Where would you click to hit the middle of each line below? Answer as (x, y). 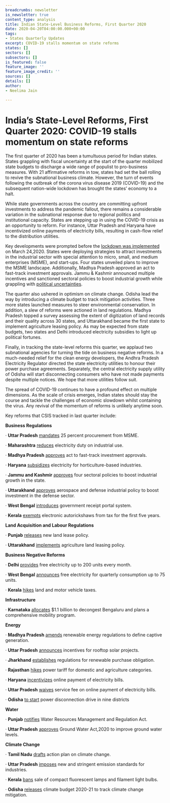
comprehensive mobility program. (41, 615)
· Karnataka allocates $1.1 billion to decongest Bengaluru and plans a (77, 610)
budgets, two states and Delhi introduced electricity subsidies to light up (81, 332)
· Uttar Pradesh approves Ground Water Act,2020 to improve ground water (84, 729)
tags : (11, 34)
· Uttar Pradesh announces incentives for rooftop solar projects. (72, 650)
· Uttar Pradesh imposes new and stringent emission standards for (75, 764)
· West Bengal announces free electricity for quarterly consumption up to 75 (85, 575)
